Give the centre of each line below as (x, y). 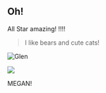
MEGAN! (20, 83)
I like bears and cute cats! (62, 43)
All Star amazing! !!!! (36, 28)
